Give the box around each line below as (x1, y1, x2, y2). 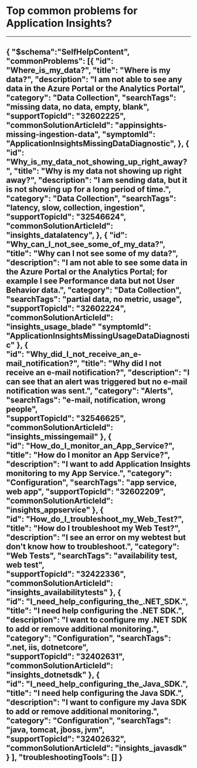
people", (6, 405, 38, 414)
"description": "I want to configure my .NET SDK (6, 615, 188, 625)
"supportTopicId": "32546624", (6, 212, 126, 222)
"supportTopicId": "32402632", (6, 734, 126, 744)
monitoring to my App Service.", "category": (6, 468, 172, 478)
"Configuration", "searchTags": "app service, (6, 478, 177, 488)
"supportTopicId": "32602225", (6, 111, 126, 121)
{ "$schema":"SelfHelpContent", (6, 47, 130, 57)
